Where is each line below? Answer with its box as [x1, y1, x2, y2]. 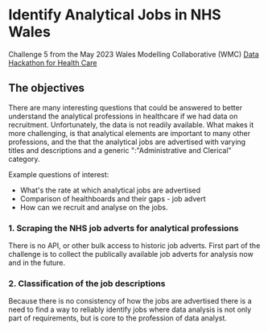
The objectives [8, 81, 85, 95]
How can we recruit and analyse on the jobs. [19, 202, 168, 212]
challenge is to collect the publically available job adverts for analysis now [8, 250, 254, 259]
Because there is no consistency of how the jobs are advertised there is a [8, 296, 252, 306]
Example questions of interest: [8, 169, 109, 179]
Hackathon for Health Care [8, 58, 97, 68]
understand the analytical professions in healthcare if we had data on [8, 111, 238, 121]
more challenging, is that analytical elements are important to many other [8, 128, 251, 138]
